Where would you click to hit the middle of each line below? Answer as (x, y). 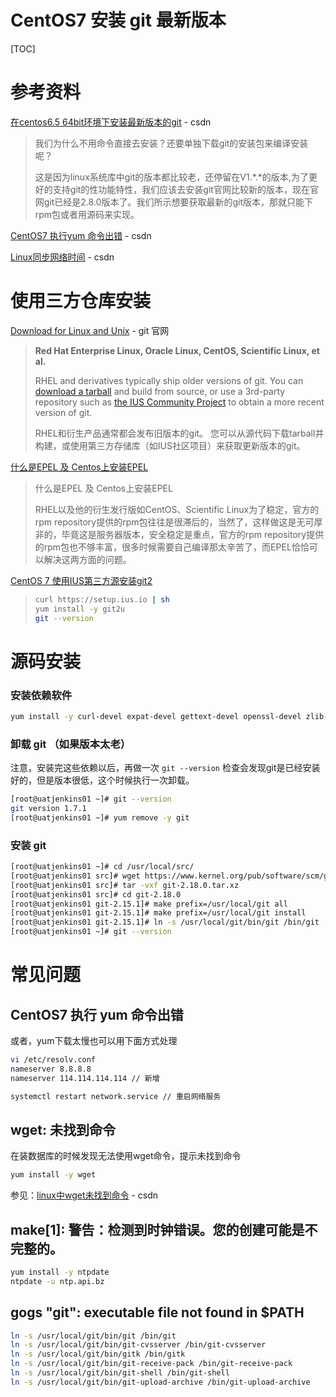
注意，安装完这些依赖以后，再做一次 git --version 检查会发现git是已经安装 (165, 768)
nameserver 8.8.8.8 (51, 1069)
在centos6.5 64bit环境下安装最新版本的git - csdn (111, 122)
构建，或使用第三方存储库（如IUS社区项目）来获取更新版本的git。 (170, 445)
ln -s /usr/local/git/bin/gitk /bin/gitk (98, 1354)
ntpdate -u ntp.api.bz (57, 1281)
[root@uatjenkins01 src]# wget (75, 876)
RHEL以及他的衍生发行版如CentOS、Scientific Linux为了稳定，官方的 (177, 509)
